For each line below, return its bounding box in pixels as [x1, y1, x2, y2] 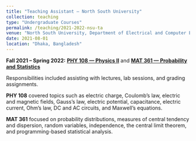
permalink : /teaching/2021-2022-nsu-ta [6, 24, 103, 31]
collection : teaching [6, 14, 59, 20]
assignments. [6, 80, 38, 87]
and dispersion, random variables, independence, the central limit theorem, [6, 122, 187, 129]
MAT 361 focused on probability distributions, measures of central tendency [6, 115, 190, 122]
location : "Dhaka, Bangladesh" [6, 41, 82, 47]
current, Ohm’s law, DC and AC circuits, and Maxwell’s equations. [6, 104, 163, 111]
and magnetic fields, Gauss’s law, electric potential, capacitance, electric [6, 98, 181, 105]
